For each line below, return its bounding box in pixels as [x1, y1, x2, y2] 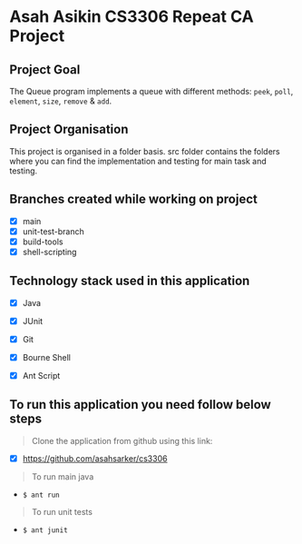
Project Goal [9, 62, 81, 77]
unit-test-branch [22, 225, 84, 237]
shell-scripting [22, 246, 77, 257]
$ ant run [22, 490, 61, 499]
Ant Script [22, 370, 61, 381]
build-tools [22, 236, 63, 247]
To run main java [31, 470, 94, 482]
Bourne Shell [22, 351, 71, 362]
